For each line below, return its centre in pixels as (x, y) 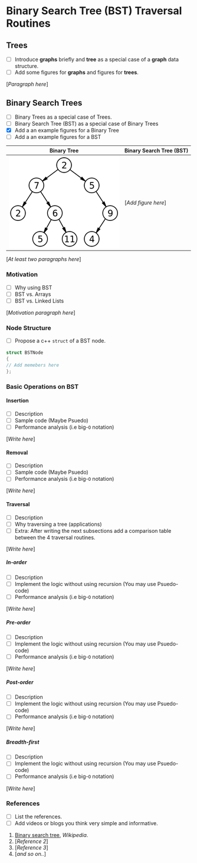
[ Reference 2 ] (31, 841)
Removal (17, 452)
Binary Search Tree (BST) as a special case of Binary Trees (86, 123)
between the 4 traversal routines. (55, 537)
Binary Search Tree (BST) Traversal (94, 11)
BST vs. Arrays (33, 294)
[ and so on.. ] (30, 854)
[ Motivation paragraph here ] (41, 312)
